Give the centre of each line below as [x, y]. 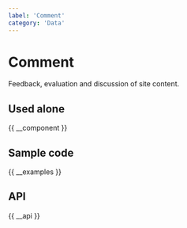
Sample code [41, 152]
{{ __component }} [38, 128]
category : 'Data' [37, 23]
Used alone [37, 109]
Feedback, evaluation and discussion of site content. [94, 84]
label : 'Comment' [37, 15]
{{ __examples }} [35, 172]
